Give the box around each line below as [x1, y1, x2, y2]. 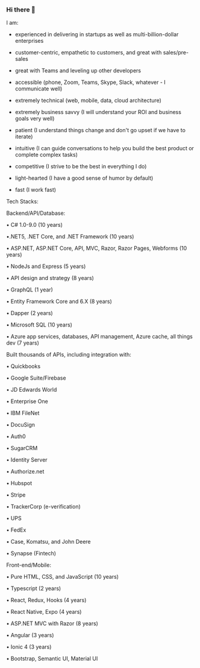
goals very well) [14, 115, 55, 122]
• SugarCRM [6, 445, 38, 452]
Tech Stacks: [6, 198, 39, 205]
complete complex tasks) [14, 151, 78, 159]
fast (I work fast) [14, 186, 56, 194]
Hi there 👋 [6, 5, 36, 14]
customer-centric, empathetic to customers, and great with [14, 49, 162, 56]
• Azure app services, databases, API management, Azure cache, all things [6, 333, 193, 340]
